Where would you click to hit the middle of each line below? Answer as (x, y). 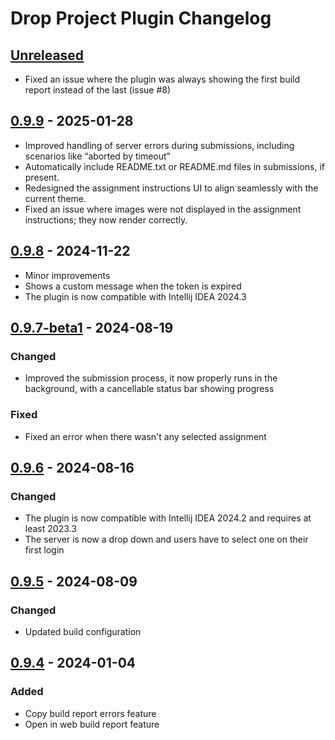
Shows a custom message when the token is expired (133, 286)
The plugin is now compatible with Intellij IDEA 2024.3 (135, 296)
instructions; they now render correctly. (106, 219)
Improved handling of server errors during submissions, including (159, 145)
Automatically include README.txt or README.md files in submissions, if (174, 166)
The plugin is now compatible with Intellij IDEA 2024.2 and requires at (168, 518)
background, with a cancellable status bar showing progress (149, 389)
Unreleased (47, 55)
